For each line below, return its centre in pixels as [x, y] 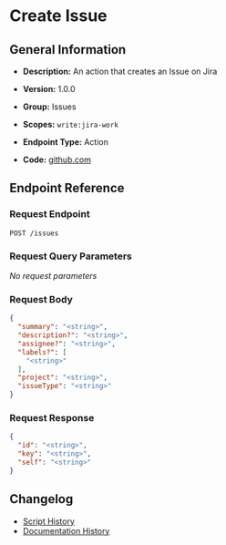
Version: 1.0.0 [49, 89]
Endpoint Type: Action [66, 142]
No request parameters [53, 275]
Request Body [41, 299]
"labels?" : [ [42, 352]
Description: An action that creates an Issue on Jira [120, 71]
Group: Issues [49, 107]
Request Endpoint [50, 214]
